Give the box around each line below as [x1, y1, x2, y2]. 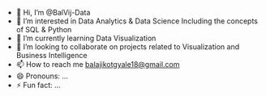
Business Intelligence [15, 51, 88, 60]
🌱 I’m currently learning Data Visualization [15, 33, 157, 43]
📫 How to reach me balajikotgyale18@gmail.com [15, 60, 180, 69]
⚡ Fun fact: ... [15, 81, 61, 90]
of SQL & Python [15, 25, 72, 34]
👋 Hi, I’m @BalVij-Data [15, 8, 91, 17]
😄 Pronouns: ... [15, 71, 69, 81]
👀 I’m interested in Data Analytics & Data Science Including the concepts [15, 16, 258, 26]
